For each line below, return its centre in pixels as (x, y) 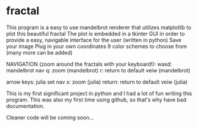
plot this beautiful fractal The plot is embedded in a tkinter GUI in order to (95, 33)
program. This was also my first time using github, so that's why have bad (96, 100)
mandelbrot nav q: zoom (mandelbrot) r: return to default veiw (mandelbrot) (98, 70)
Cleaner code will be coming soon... (50, 118)
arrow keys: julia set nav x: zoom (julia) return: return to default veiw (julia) (97, 82)
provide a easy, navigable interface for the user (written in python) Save (94, 40)
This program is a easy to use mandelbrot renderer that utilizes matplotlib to (99, 27)
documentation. (25, 106)
